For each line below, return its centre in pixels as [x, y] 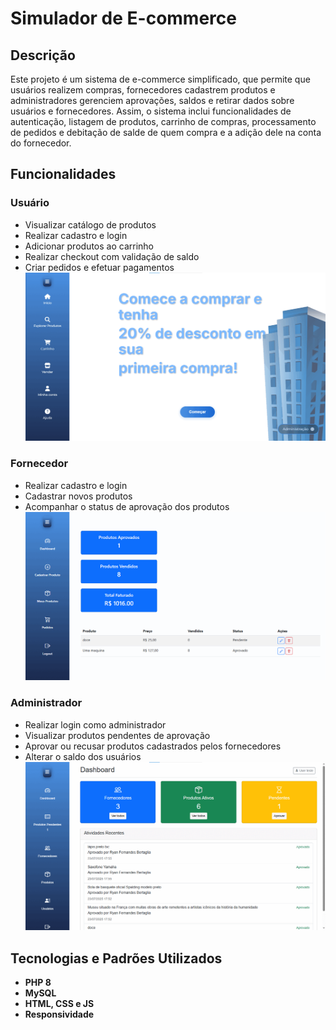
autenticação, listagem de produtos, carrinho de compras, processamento [163, 121]
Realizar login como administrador [95, 724]
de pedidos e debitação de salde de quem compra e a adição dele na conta [166, 132]
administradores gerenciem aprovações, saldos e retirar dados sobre [152, 100]
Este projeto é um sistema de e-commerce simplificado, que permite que [160, 79]
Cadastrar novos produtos [78, 496]
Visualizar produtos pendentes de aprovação [117, 735]
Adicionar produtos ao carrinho [89, 246]
